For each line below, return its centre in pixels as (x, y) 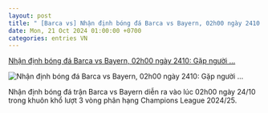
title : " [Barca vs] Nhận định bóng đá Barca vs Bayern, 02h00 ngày (125, 23)
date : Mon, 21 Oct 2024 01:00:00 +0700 (75, 30)
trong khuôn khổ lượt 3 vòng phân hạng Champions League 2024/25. (123, 100)
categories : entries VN (48, 38)
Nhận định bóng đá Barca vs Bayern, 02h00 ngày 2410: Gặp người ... (122, 61)
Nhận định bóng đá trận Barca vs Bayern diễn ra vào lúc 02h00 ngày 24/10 (132, 92)
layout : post (30, 16)
